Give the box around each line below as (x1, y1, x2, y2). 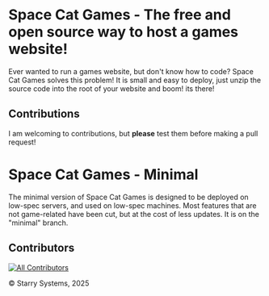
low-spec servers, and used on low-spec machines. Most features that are (8, 200, 257, 211)
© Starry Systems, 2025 (8, 278, 90, 288)
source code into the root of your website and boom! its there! (8, 83, 215, 94)
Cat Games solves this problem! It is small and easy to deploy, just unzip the (8, 75, 261, 85)
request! (8, 137, 36, 147)
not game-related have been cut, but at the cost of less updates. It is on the (8, 209, 260, 219)
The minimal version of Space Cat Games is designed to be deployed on (8, 192, 249, 202)
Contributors (8, 241, 75, 255)
